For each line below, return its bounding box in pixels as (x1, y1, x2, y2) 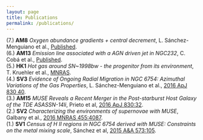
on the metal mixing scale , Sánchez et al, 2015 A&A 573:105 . (6, 127, 156, 134)
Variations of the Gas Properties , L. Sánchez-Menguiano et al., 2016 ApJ (6, 82, 187, 89)
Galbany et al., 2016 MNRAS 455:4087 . (6, 114, 103, 121)
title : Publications (6, 15, 59, 21)
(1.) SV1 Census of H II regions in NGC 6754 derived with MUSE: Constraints (6, 121, 196, 128)
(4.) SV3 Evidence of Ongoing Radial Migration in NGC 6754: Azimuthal (6, 75, 185, 82)
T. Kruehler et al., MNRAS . (6, 69, 71, 76)
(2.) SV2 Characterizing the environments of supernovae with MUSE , (6, 107, 179, 115)
